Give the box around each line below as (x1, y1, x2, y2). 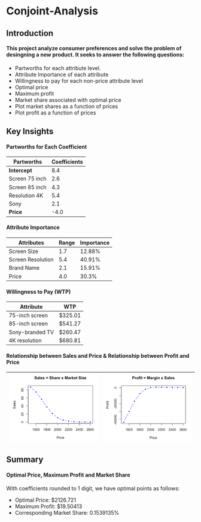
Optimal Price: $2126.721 (14, 496, 77, 503)
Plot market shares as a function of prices (14, 102, 118, 110)
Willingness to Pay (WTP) (6, 288, 71, 295)
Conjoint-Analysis (6, 4, 99, 18)
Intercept (8, 167, 32, 174)
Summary (6, 454, 44, 465)
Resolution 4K (8, 192, 44, 199)
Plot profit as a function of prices (14, 109, 96, 116)
